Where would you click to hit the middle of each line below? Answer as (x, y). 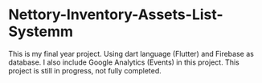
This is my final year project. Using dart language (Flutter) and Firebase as (131, 53)
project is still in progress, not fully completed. (85, 70)
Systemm (41, 32)
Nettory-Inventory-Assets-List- (116, 15)
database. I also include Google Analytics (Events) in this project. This (124, 62)
